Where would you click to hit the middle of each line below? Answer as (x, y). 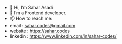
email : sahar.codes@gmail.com (43, 25)
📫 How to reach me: (31, 18)
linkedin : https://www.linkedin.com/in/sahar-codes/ (63, 36)
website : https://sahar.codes (40, 31)
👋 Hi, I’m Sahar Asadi (31, 8)
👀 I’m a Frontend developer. (38, 13)
